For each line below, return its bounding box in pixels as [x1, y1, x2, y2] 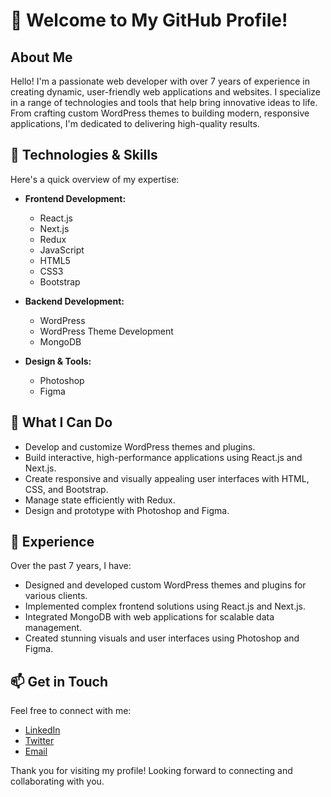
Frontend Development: [24, 192, 127, 204]
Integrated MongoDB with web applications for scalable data [24, 611, 275, 623]
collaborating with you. [10, 775, 105, 788]
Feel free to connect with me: [10, 705, 132, 717]
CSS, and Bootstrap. [24, 483, 109, 495]
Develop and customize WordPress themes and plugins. [24, 440, 256, 453]
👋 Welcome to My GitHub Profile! [10, 9, 288, 32]
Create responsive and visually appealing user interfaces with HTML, [24, 472, 310, 484]
